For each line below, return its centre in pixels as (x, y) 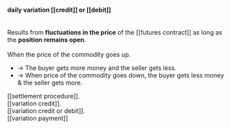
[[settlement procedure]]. (44, 96)
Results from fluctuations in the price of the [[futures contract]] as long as (115, 33)
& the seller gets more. (50, 83)
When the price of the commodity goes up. (69, 55)
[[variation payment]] (38, 119)
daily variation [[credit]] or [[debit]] (59, 10)
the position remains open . (47, 40)
